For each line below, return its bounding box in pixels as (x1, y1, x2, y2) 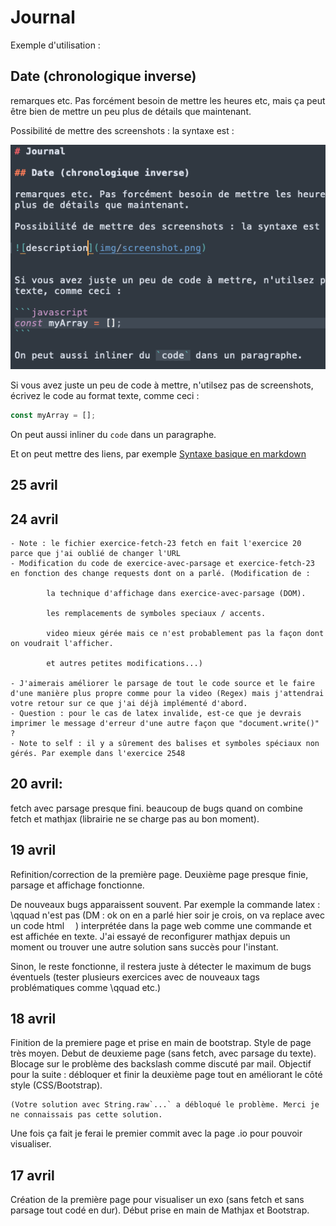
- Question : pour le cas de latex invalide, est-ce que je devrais (10, 709, 302, 719)
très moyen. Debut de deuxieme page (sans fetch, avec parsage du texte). (10, 1047, 317, 1060)
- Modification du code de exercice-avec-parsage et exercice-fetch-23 (10, 559, 315, 569)
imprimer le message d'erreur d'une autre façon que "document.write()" (10, 719, 320, 729)
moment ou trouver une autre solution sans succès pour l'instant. (10, 941, 279, 953)
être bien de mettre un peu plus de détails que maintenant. (10, 105, 252, 117)
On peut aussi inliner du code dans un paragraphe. (10, 428, 217, 440)
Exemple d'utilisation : (10, 39, 101, 51)
